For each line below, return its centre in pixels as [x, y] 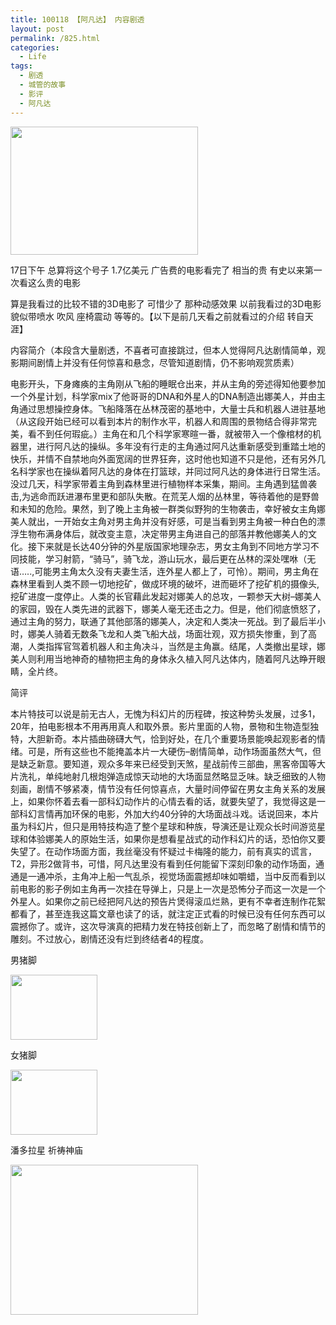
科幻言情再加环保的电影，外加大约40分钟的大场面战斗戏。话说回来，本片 [169, 813]
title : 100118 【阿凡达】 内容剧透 [77, 19]
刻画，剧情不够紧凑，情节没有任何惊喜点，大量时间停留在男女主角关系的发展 [168, 788]
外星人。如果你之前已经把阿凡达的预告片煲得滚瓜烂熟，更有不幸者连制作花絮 [168, 901]
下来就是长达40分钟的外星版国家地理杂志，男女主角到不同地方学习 [173, 546]
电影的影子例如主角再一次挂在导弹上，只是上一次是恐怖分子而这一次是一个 [172, 888]
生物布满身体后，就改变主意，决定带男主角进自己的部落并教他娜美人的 [163, 533]
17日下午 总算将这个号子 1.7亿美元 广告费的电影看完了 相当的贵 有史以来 [157, 270]
